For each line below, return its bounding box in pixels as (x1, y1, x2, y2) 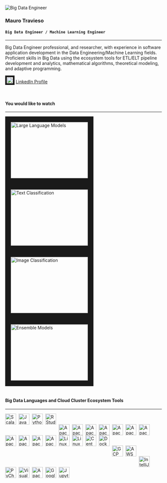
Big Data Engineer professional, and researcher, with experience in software (5, 44, 161, 50)
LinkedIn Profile (15, 79, 48, 85)
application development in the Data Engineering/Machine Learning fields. (5, 50, 157, 56)
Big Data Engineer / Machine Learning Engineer (5, 29, 106, 34)
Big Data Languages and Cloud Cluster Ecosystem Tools (5, 397, 124, 403)
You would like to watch (5, 100, 56, 106)
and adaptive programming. (5, 65, 62, 72)
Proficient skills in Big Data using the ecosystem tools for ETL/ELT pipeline (5, 55, 158, 61)
